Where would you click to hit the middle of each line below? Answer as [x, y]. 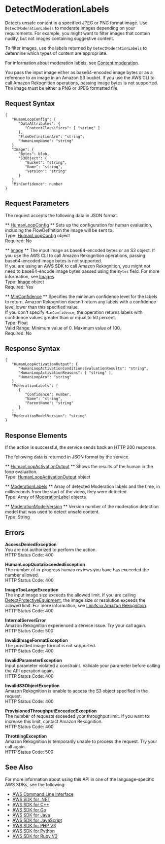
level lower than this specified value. [42, 307]
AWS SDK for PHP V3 [34, 825]
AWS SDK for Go [29, 809]
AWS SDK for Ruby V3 [35, 836]
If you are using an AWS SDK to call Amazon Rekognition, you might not [78, 266]
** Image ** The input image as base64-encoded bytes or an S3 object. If [80, 250]
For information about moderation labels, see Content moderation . [72, 63]
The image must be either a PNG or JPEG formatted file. [62, 88]
